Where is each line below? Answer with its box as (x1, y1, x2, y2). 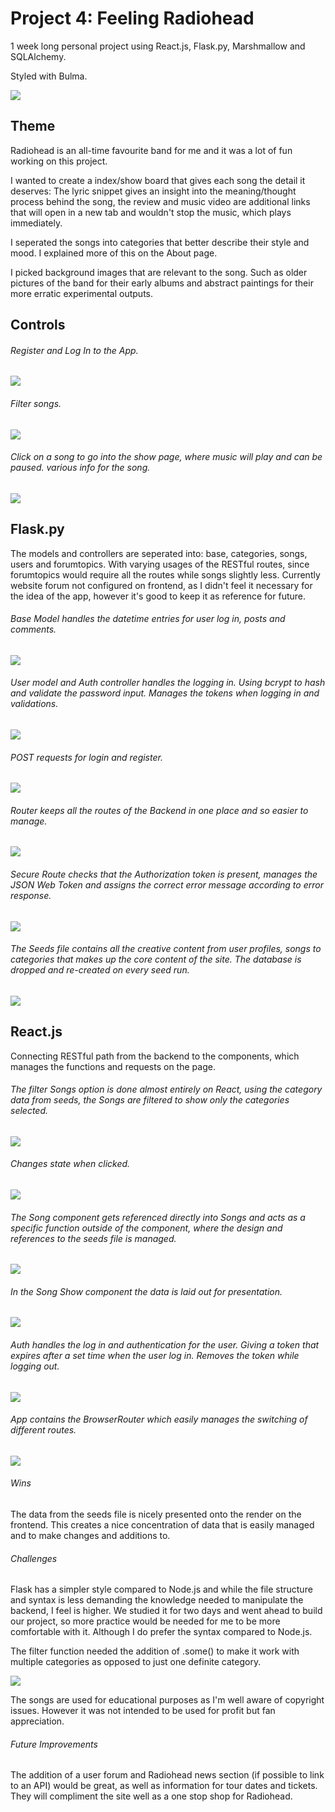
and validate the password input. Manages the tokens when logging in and (10, 687, 320, 699)
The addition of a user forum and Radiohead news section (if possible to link (10, 1769, 325, 1781)
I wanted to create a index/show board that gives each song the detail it (10, 174, 306, 186)
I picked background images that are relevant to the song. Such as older (10, 266, 308, 278)
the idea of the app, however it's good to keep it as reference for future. (10, 590, 307, 602)
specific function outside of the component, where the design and (10, 1222, 283, 1234)
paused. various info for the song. (10, 462, 151, 474)
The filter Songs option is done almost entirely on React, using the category (10, 1083, 323, 1096)
